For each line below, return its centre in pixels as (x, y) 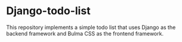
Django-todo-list (48, 11)
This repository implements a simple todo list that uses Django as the (91, 27)
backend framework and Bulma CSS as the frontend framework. (85, 33)
